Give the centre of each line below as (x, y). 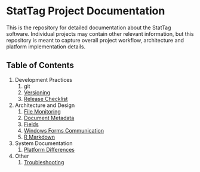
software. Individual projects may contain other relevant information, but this (100, 33)
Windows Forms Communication (64, 130)
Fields (31, 124)
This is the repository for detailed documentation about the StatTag (89, 27)
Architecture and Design (45, 105)
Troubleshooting (44, 162)
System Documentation (44, 143)
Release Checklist (46, 99)
